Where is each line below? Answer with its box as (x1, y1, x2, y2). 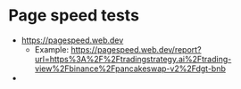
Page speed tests (8, 5, 140, 26)
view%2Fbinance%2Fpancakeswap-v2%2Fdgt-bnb (34, 63, 227, 74)
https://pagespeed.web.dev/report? (70, 44, 202, 54)
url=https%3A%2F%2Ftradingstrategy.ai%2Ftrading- (34, 53, 232, 64)
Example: (34, 44, 69, 54)
